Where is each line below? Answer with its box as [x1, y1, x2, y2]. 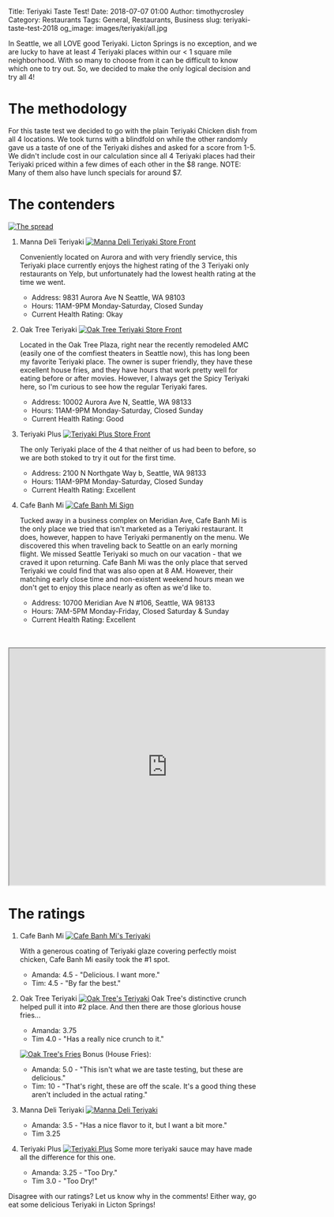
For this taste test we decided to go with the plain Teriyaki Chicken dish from [8, 125, 257, 135]
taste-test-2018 [8, 24, 58, 32]
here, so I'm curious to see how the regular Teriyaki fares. [19, 382, 208, 391]
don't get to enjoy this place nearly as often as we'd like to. [19, 582, 212, 592]
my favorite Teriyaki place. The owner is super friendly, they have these [19, 357, 253, 366]
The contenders [8, 196, 116, 214]
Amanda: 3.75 [31, 1025, 77, 1035]
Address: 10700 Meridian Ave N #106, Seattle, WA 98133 [31, 597, 216, 607]
